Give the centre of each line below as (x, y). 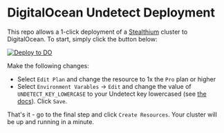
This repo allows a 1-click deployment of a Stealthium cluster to (97, 32)
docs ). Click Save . (42, 101)
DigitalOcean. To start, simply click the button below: (82, 39)
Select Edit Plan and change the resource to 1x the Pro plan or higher (116, 79)
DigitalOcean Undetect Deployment (111, 13)
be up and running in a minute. (51, 121)
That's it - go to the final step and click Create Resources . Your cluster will (112, 114)
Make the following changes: (48, 65)
